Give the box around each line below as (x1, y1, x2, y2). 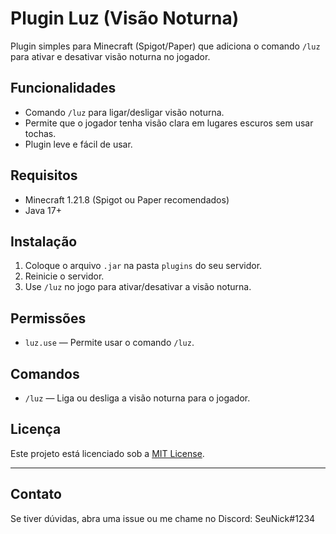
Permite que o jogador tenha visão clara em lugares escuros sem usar (24, 117, 314, 129)
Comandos (10, 365, 80, 382)
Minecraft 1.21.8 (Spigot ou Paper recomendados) (24, 193, 230, 206)
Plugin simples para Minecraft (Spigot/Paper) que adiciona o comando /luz (10, 40, 321, 52)
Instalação (10, 233, 78, 250)
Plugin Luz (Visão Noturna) (10, 7, 240, 30)
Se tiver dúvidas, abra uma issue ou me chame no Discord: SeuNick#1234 (10, 512, 316, 524)
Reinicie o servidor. (24, 270, 105, 282)
